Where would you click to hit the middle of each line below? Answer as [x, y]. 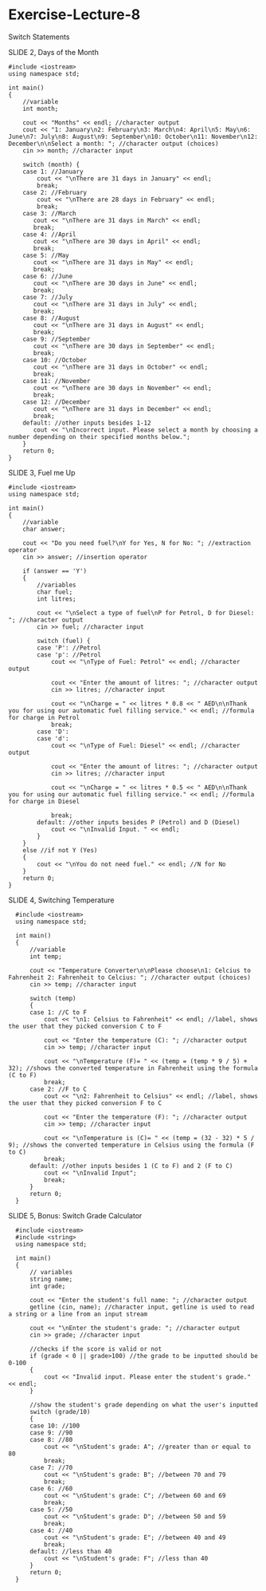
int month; [41, 109]
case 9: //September [57, 339]
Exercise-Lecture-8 [74, 15]
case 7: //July [48, 297]
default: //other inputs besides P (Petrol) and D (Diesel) [139, 822]
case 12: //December [57, 402]
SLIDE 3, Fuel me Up [42, 472]
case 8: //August [51, 318]
